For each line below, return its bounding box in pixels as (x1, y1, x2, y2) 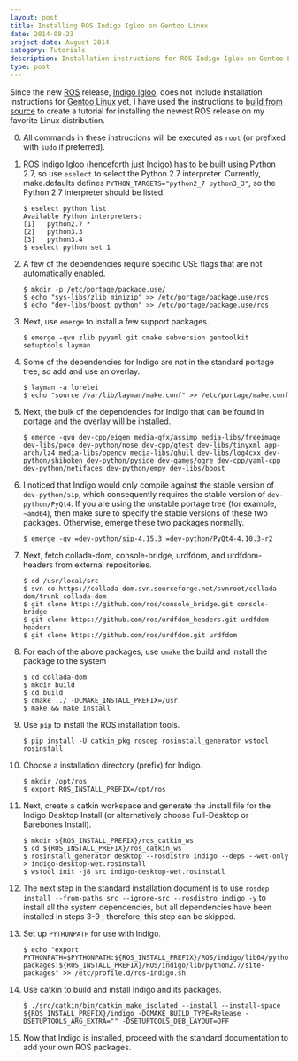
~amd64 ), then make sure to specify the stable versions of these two (22, 507, 268, 519)
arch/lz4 (22, 449, 56, 457)
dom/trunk (22, 591, 60, 601)
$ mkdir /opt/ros (22, 776, 88, 785)
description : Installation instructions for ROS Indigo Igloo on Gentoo (10, 54, 284, 63)
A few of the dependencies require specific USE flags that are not (22, 258, 263, 269)
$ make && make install (22, 704, 111, 713)
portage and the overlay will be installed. (22, 416, 172, 426)
